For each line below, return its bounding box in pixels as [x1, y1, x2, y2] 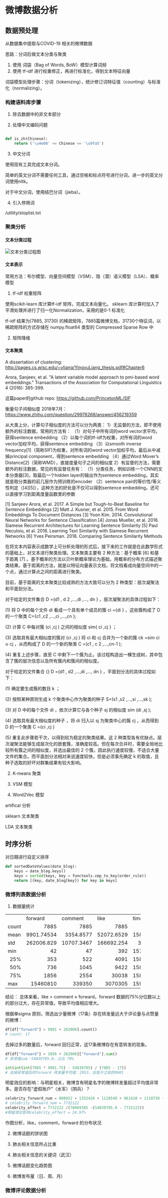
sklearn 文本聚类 [5, 813, 39, 819]
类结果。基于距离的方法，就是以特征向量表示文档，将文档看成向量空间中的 [5, 562, 158, 568]
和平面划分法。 [5, 585, 36, 591]
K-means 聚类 [12, 770, 41, 776]
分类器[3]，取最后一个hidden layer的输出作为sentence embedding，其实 [9, 472, 159, 478]
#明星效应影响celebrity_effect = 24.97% [5, 1110, 86, 1115]
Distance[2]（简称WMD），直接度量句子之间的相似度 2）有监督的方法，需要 [5, 459, 161, 466]
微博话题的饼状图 [12, 1130, 48, 1136]
